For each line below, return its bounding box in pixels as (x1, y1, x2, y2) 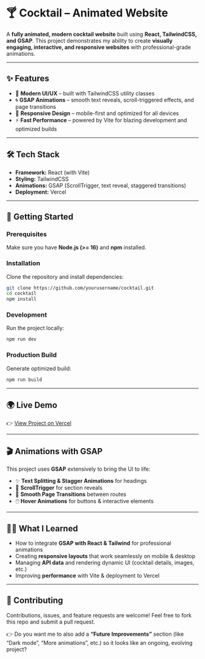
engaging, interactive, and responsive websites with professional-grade (6, 43, 191, 51)
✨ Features (6, 73, 49, 84)
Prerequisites (6, 230, 47, 238)
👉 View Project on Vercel (6, 419, 72, 427)
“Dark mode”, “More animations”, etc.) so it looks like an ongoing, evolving (6, 639, 193, 646)
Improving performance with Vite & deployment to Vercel (15, 572, 160, 579)
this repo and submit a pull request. (6, 618, 96, 625)
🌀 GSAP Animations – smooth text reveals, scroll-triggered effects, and (15, 96, 194, 103)
